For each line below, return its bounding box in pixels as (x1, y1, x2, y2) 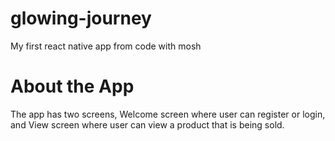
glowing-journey (10, 7, 152, 30)
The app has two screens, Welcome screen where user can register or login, (10, 108, 326, 120)
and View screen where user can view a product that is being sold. (10, 118, 285, 131)
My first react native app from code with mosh (10, 40, 202, 52)
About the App (10, 75, 135, 98)
